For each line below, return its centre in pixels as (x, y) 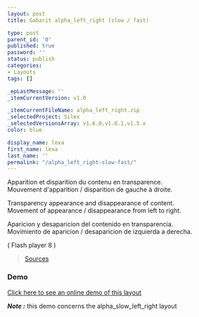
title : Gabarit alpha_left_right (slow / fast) (78, 20)
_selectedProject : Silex (44, 117)
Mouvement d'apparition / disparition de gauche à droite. (90, 189)
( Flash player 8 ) (32, 245)
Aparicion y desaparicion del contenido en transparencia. (90, 224)
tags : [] (20, 79)
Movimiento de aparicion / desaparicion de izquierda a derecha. (100, 231)
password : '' (26, 53)
